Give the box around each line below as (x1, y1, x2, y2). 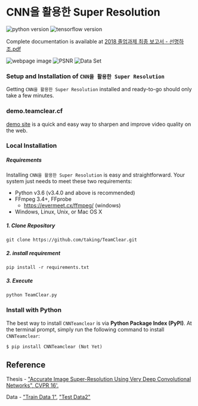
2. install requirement (6, 249, 61, 256)
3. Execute (6, 277, 33, 284)
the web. (6, 126, 28, 134)
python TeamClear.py (6, 292, 58, 298)
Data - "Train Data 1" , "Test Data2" (6, 393, 91, 401)
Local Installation (6, 141, 57, 150)
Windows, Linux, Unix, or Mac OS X (14, 208, 103, 215)
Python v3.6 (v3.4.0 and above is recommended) (14, 189, 135, 197)
